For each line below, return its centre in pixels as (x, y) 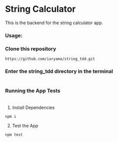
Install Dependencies (33, 107)
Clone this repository (31, 49)
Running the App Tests (33, 91)
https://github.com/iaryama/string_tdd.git (50, 59)
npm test (14, 135)
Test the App (25, 126)
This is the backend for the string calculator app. (54, 23)
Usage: (14, 35)
